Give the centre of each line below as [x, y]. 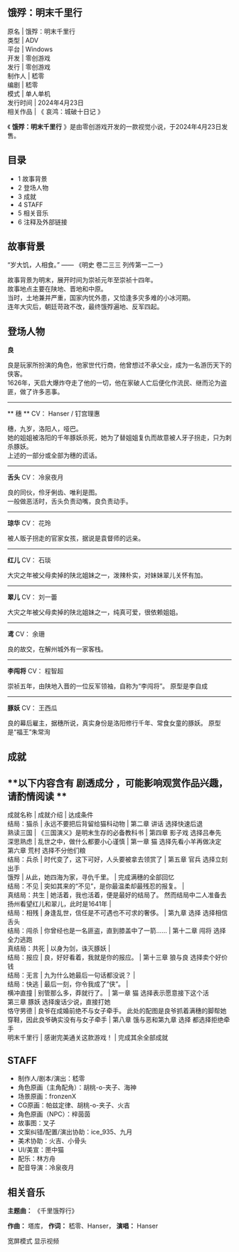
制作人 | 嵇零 [26, 76]
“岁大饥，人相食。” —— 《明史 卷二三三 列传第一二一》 [87, 265]
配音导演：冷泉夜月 [46, 1168]
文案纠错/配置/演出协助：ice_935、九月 [75, 1132]
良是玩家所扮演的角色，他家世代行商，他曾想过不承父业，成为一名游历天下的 [119, 365]
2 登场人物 [33, 187]
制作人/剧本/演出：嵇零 [51, 1079]
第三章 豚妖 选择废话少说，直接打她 [59, 1002]
